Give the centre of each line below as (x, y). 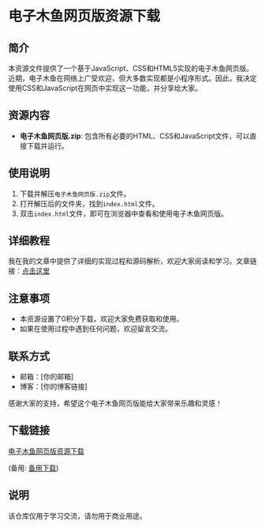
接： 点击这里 (29, 271)
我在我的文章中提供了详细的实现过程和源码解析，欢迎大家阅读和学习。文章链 (132, 261)
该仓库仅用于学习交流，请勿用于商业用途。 (77, 515)
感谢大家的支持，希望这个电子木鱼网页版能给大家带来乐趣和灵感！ (115, 403)
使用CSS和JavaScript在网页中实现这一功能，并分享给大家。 (105, 88)
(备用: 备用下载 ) (34, 468)
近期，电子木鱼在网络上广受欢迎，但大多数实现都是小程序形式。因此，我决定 (132, 78)
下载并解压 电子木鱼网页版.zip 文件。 (75, 194)
